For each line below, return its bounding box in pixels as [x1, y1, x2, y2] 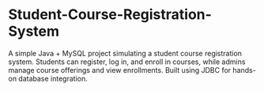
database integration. [18, 74, 89, 83]
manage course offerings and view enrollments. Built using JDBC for [8, 65, 232, 74]
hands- [232, 65, 257, 74]
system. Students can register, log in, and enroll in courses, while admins [8, 57, 246, 66]
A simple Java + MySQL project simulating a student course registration [8, 48, 243, 58]
